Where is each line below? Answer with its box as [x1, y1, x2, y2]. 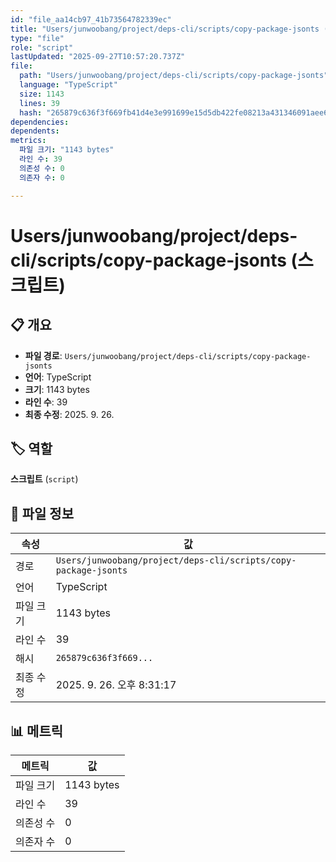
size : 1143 [19, 89, 65, 99]
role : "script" [10, 42, 74, 53]
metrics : [10, 136, 47, 146]
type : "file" [10, 33, 65, 43]
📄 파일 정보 [10, 505, 75, 522]
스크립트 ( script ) [10, 473, 79, 485]
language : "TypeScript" [19, 80, 118, 90]
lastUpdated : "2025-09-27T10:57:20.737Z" [10, 52, 186, 62]
